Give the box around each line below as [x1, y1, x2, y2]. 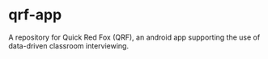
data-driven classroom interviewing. [8, 40, 130, 50]
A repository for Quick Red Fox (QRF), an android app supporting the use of [8, 32, 261, 42]
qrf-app [8, 6, 62, 24]
